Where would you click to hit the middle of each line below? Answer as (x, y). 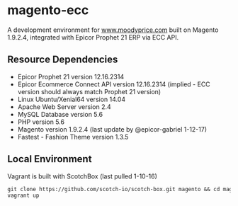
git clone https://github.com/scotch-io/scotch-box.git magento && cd (114, 189)
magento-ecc (48, 10)
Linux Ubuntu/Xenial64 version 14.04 (72, 99)
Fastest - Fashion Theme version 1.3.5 (73, 137)
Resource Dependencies (63, 60)
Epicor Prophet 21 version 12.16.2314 (71, 76)
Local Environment (50, 159)
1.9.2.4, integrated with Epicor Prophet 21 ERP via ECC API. (93, 37)
